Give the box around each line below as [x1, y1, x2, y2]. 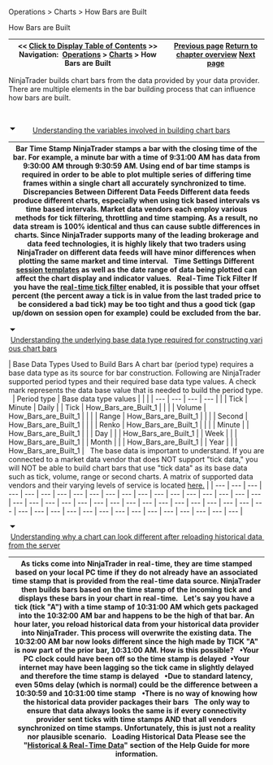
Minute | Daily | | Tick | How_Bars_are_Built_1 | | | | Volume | [8, 403, 206, 412]
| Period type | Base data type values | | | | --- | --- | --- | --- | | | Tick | [11, 394, 248, 404]
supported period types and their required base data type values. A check [8, 377, 257, 386]
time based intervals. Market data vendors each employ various [25, 203, 248, 214]
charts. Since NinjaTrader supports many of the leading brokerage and [14, 229, 259, 239]
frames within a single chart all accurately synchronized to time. [23, 178, 246, 188]
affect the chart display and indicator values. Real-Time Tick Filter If [15, 273, 258, 283]
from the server [8, 540, 61, 550]
